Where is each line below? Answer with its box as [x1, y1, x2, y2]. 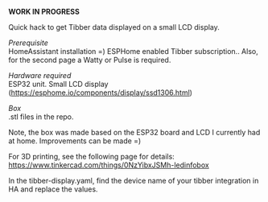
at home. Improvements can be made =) [8, 136, 142, 146]
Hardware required [8, 71, 72, 80]
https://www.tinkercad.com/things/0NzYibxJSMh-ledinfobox [8, 160, 209, 170]
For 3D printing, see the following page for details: [8, 152, 175, 161]
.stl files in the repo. [8, 112, 74, 122]
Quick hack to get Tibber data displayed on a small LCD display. [8, 23, 220, 31]
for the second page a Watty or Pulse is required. [8, 56, 171, 64]
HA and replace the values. [8, 184, 98, 194]
